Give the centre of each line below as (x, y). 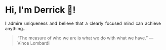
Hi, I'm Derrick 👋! (40, 10)
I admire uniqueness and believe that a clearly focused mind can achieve (83, 23)
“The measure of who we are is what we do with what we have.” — (85, 38)
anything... (16, 28)
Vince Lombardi (33, 43)
